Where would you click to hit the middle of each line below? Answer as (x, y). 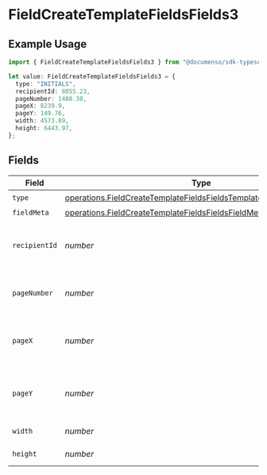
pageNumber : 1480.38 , (51, 98)
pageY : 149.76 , (41, 114)
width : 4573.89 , (42, 121)
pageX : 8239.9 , (41, 106)
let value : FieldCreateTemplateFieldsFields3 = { (92, 76)
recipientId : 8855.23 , (53, 91)
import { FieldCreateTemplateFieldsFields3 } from (94, 62)
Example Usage (48, 44)
